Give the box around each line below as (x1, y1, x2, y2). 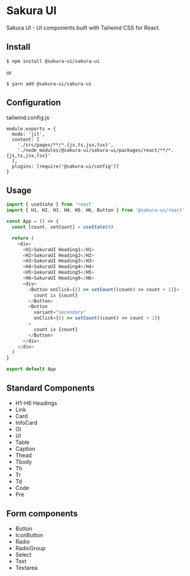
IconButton (15, 531, 44, 539)
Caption (15, 445, 36, 452)
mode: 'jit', (12, 131, 45, 137)
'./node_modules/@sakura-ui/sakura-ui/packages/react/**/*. (17, 147, 174, 154)
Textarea (15, 564, 38, 571)
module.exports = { (6, 125, 56, 132)
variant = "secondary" (33, 309, 86, 316)
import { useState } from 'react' (6, 201, 95, 208)
